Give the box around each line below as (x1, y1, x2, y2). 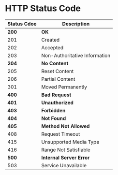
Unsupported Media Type (41, 138, 100, 145)
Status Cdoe (7, 20, 37, 27)
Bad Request (41, 91, 72, 98)
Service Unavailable (41, 162, 87, 169)
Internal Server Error (41, 154, 90, 161)
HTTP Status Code (5, 3, 81, 14)
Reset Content (41, 68, 74, 74)
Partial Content (41, 75, 75, 82)
